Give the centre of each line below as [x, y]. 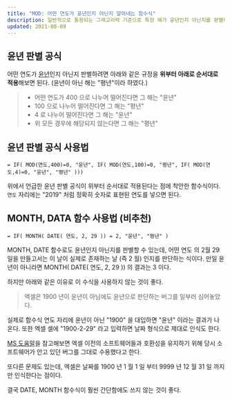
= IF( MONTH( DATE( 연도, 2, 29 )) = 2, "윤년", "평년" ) [88, 236]
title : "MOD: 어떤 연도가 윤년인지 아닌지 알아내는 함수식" [81, 13]
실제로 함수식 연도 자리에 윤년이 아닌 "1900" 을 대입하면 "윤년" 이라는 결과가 [110, 319]
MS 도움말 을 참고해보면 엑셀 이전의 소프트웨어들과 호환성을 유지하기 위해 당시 [112, 343]
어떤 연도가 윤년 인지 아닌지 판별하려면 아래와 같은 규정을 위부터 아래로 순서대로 [113, 74]
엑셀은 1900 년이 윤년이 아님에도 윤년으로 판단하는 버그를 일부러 [110, 296]
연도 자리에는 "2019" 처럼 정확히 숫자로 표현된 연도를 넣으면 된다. [94, 195]
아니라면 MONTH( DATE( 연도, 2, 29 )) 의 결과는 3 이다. [95, 267]
